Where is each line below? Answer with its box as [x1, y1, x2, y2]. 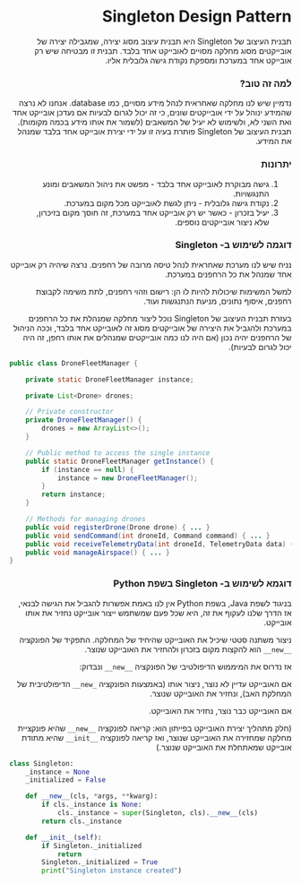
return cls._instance [41, 817, 123, 826]
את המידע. [254, 136, 292, 147]
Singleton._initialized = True [41, 858, 159, 867]
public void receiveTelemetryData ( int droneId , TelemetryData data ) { [25, 539, 295, 548]
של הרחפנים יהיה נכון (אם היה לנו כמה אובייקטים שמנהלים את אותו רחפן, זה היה [22, 331, 292, 342]
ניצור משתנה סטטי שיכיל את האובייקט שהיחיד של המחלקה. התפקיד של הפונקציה [19, 634, 292, 645]
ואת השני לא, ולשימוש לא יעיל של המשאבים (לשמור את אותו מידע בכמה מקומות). [17, 116, 292, 127]
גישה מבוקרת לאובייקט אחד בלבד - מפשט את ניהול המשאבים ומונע [42, 178, 270, 189]
